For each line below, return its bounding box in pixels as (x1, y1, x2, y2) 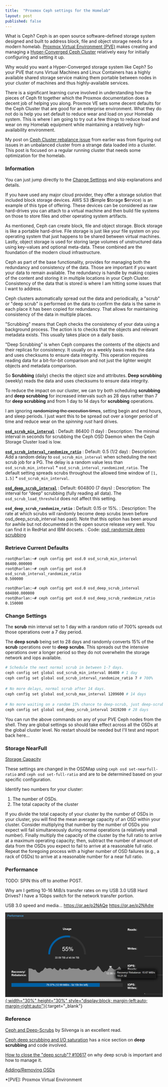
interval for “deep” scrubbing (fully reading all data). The (5, 490, 121, 496)
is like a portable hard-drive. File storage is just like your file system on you (5, 228, 159, 234)
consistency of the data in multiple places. (5, 311, 92, 317)
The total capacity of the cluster (12, 801, 78, 807)
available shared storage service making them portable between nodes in (5, 75, 156, 81)
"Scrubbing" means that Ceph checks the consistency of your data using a (5, 321, 159, 327)
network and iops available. (5, 655, 62, 661)
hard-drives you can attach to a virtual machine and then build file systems (5, 207, 159, 213)
